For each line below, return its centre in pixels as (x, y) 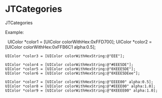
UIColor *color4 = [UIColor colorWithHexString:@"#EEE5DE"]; (69, 65)
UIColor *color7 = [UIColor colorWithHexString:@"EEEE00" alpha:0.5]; (79, 82)
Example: (15, 32)
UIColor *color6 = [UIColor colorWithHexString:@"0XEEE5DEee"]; (73, 73)
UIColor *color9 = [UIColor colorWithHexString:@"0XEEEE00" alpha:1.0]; (81, 90)
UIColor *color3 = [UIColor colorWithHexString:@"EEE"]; (65, 56)
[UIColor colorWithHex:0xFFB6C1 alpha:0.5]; (50, 47)
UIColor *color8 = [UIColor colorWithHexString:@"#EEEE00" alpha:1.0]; (80, 86)
